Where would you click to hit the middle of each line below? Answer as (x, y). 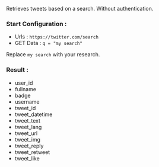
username (27, 102)
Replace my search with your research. (53, 54)
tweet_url (26, 133)
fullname (26, 89)
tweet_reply (29, 146)
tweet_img (27, 139)
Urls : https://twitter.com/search (57, 37)
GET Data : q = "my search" (49, 43)
